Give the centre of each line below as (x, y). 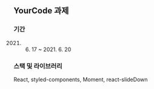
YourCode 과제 (41, 11)
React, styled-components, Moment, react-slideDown (81, 79)
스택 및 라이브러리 (38, 66)
